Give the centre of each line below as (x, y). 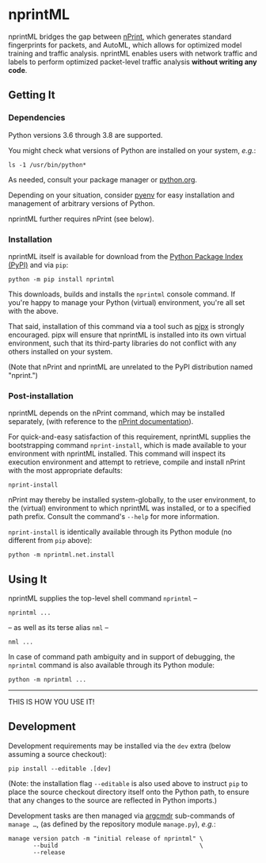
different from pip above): (50, 540)
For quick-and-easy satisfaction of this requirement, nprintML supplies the (129, 437)
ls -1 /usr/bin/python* (47, 165)
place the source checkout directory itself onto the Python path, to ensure (129, 792)
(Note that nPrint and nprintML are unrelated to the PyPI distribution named (131, 367)
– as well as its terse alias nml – (59, 628)
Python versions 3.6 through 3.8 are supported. (85, 135)
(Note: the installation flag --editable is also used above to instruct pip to (128, 783)
